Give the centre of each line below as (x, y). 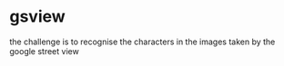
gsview (37, 17)
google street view (44, 51)
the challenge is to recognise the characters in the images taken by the (142, 42)
